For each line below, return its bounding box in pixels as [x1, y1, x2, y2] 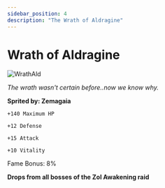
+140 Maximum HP [7, 110, 55, 117]
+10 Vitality [7, 147, 45, 154]
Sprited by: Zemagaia [7, 97, 71, 106]
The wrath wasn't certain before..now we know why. [7, 83, 159, 92]
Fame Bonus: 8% [7, 159, 57, 168]
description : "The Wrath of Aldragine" [7, 17, 124, 24]
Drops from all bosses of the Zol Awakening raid [7, 173, 150, 182]
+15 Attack [7, 135, 39, 142]
